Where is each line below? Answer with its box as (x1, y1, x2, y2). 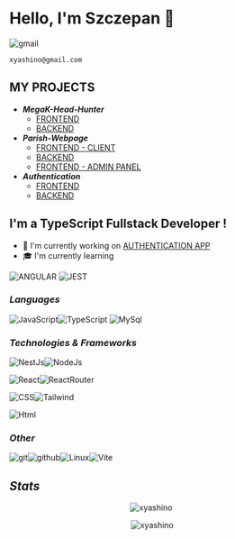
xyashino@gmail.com (9, 55, 83, 64)
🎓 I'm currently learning (22, 250, 114, 260)
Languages (9, 293, 60, 306)
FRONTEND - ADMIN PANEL (35, 161, 141, 172)
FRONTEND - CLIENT (35, 142, 116, 152)
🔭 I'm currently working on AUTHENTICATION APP (22, 240, 211, 251)
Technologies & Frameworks (9, 336, 137, 349)
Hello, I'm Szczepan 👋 (9, 8, 176, 29)
